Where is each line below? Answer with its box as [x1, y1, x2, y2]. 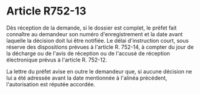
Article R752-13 [6, 4, 87, 18]
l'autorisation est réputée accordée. [6, 80, 96, 88]
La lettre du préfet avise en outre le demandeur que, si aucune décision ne [6, 67, 193, 75]
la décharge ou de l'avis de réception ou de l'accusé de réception [6, 49, 170, 57]
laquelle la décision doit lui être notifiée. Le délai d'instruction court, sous [6, 37, 189, 44]
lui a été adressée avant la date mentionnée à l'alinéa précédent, [6, 74, 168, 81]
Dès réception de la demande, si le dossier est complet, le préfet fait [6, 24, 177, 31]
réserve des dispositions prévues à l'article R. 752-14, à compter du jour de [6, 43, 194, 51]
